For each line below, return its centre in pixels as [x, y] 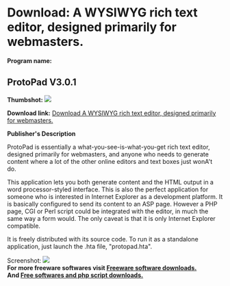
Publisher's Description [41, 133]
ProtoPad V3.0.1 [42, 83]
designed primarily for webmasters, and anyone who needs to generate [108, 154]
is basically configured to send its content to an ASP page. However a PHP [112, 204]
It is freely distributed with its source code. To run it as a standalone [103, 239]
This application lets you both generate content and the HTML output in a [111, 182]
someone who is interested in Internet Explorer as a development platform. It [115, 196]
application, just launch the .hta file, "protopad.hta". [80, 246]
